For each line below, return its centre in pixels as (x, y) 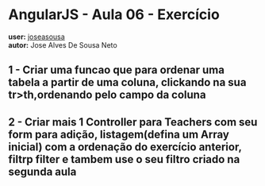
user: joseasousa (36, 37)
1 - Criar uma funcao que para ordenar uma (116, 70)
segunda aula (42, 171)
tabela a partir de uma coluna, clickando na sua (127, 82)
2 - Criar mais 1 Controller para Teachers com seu (133, 122)
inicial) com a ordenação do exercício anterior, (125, 147)
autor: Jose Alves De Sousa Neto (63, 45)
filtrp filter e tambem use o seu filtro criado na (124, 159)
